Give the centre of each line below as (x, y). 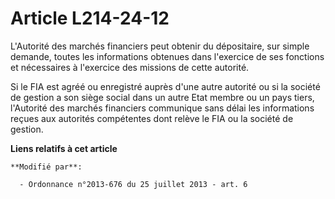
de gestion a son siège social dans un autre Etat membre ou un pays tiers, (162, 97)
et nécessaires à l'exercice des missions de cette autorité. (130, 67)
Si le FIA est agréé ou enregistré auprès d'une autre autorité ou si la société (165, 86)
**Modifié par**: (46, 167)
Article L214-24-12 (90, 18)
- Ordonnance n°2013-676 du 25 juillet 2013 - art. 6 (133, 184)
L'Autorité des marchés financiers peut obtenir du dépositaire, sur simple (160, 46)
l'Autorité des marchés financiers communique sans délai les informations (162, 108)
